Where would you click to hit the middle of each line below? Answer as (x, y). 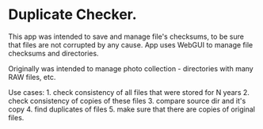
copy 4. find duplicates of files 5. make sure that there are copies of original (132, 109)
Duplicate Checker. (72, 15)
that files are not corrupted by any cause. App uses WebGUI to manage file (131, 44)
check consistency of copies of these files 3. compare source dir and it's (127, 101)
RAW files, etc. (32, 77)
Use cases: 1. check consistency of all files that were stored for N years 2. (129, 92)
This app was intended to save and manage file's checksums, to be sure (126, 36)
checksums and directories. (53, 53)
